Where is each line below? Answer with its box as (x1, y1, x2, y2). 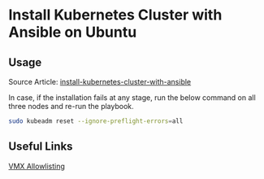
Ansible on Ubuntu (8, 23, 137, 41)
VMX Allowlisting (8, 161, 65, 171)
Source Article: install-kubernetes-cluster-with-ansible (8, 77, 192, 86)
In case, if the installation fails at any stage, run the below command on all (8, 93, 256, 103)
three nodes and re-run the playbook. (8, 102, 134, 111)
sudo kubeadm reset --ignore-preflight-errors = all (8, 117, 184, 125)
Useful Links (8, 140, 73, 154)
